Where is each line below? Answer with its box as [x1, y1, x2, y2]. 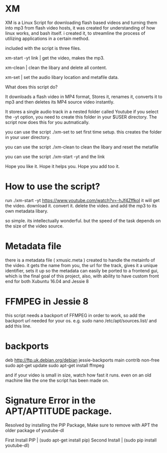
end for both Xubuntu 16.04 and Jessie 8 [5, 278, 89, 284]
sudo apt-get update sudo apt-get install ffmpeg [5, 362, 105, 368]
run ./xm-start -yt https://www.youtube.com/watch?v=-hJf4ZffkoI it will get [5, 197, 160, 203]
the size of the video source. [5, 223, 64, 229]
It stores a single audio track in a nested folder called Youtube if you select [5, 108, 159, 114]
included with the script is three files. [5, 45, 81, 51]
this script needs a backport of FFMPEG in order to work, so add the [5, 312, 146, 318]
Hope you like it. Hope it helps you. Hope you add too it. [5, 163, 120, 169]
